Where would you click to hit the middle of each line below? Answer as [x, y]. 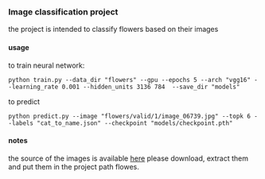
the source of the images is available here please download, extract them [129, 158]
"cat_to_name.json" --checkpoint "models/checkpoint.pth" [135, 123]
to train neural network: [47, 65]
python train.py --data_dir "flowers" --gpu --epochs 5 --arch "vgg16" [129, 80]
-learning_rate [33, 87]
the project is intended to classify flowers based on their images [113, 29]
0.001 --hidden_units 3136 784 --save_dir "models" [151, 87]
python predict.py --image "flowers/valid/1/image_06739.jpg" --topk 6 [129, 116]
